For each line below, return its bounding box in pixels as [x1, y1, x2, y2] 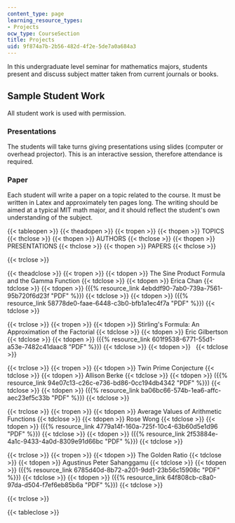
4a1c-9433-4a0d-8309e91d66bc [7, 437, 104, 446]
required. [7, 158, 34, 166]
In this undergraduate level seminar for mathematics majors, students [7, 63, 208, 70]
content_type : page [7, 10, 65, 18]
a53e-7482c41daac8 [7, 343, 67, 351]
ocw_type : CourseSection [7, 30, 80, 37]
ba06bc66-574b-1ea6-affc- [140, 386, 222, 395]
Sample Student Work [7, 90, 105, 102]
